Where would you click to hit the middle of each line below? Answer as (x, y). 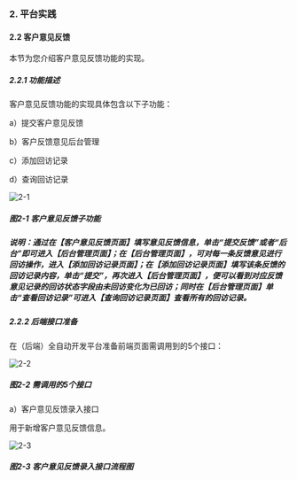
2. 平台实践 (33, 13)
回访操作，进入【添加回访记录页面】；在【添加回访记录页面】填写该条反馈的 (147, 265)
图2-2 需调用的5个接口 (50, 385)
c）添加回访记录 (39, 160)
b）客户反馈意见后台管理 (55, 142)
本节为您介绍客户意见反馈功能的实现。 (79, 58)
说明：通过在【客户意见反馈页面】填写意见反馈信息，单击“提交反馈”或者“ (144, 243)
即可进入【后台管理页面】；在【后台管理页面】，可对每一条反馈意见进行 (152, 253)
